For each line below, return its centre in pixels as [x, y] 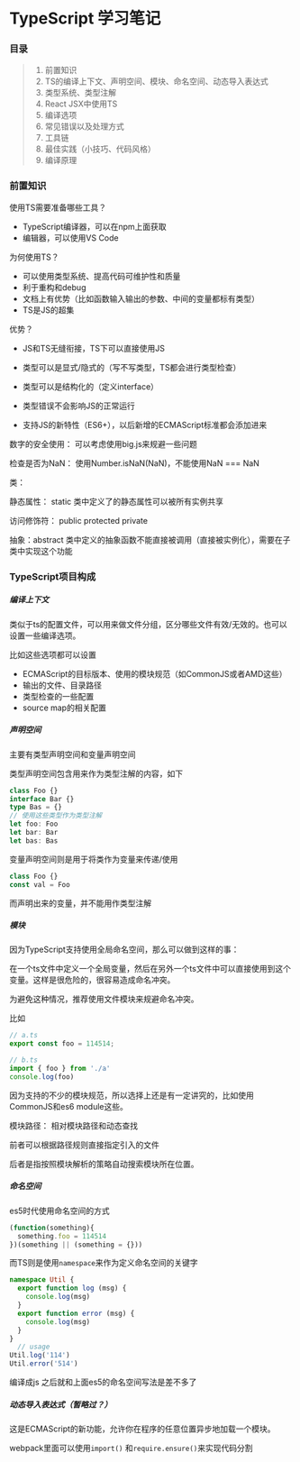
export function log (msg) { [72, 1288]
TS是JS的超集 [48, 310]
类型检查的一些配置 [58, 696]
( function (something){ [52, 1228]
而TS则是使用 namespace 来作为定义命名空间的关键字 [104, 1263]
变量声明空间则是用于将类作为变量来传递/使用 [94, 859]
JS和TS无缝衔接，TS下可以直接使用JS [93, 348]
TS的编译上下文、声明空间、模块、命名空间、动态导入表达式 [156, 81]
